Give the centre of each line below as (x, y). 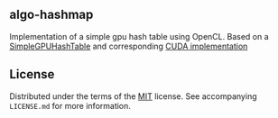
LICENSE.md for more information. (70, 105)
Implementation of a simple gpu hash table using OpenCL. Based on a (139, 36)
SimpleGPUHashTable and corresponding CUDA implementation (129, 46)
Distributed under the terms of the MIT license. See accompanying (133, 96)
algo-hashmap (51, 15)
